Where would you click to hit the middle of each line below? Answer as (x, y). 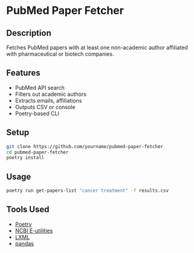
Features (23, 73)
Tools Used (28, 210)
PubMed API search (40, 87)
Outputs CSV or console (45, 107)
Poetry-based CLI (37, 113)
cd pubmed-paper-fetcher (37, 152)
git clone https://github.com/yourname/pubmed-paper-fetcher (85, 146)
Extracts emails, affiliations (48, 100)
